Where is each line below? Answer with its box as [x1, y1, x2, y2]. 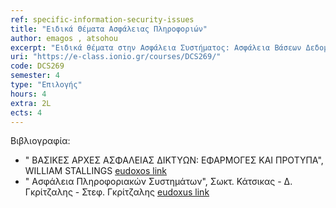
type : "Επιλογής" [10, 80, 83, 90]
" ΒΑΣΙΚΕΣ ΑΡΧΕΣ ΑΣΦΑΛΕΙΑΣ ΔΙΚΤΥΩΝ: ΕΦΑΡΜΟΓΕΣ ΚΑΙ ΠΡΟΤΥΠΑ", [24, 154, 324, 166]
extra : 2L [10, 98, 52, 108]
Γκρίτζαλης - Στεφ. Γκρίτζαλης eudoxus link [24, 186, 210, 198]
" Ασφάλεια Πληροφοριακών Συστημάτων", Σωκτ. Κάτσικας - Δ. [24, 176, 293, 188]
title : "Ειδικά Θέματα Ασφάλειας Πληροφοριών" [10, 24, 208, 34]
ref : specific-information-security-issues [10, 14, 195, 25]
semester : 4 [10, 71, 60, 81]
